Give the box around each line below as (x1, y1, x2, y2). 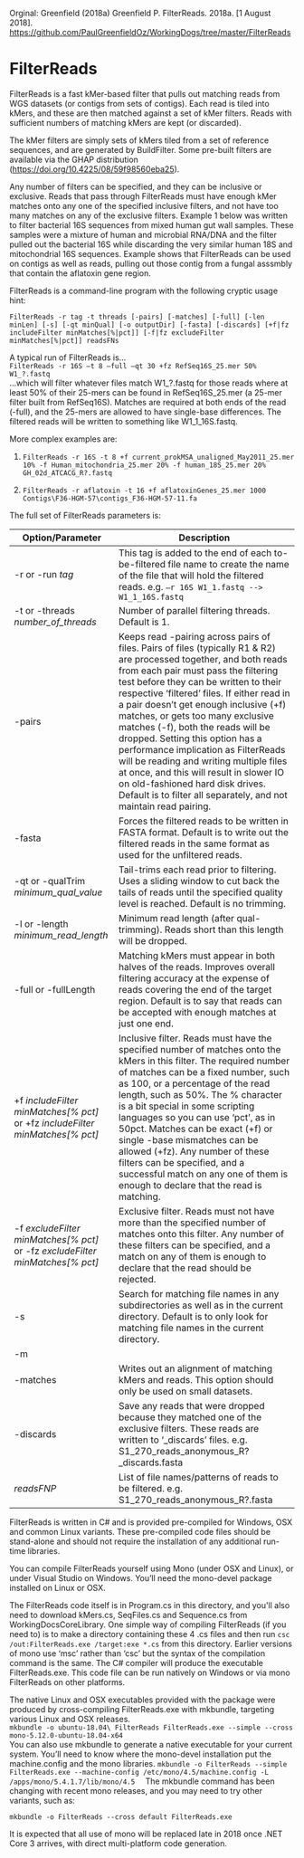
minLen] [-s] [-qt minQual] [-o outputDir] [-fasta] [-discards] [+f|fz (9, 320, 290, 329)
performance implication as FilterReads (119, 743, 286, 756)
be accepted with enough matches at (119, 1005, 277, 1018)
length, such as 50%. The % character (119, 1088, 282, 1101)
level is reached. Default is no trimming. (119, 897, 287, 910)
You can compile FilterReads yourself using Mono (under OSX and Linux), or (9, 1563, 294, 1574)
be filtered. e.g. (119, 1482, 184, 1494)
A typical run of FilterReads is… (9, 352, 127, 363)
